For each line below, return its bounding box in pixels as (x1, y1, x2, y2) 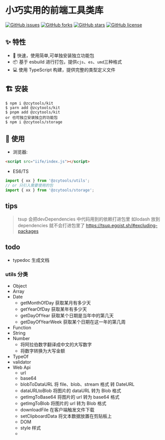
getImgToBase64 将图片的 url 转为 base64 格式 (20, 394, 120, 400)
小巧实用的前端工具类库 (5, 5, 104, 16)
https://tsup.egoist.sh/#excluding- (86, 222, 158, 228)
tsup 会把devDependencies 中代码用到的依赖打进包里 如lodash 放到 (17, 216, 160, 222)
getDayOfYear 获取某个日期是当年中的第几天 (20, 312, 114, 318)
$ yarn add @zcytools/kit (5, 105, 60, 110)
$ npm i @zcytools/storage (5, 119, 63, 125)
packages (17, 228, 39, 234)
